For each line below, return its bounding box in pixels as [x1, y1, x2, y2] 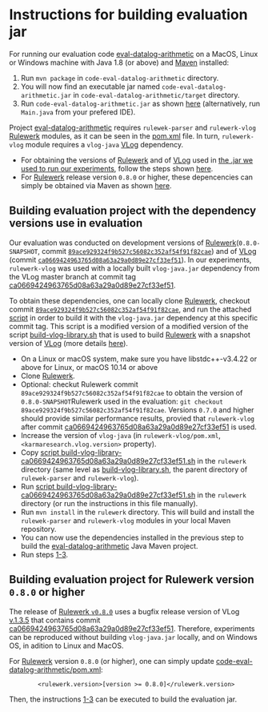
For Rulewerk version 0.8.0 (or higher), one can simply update [9, 656, 214, 666]
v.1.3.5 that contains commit [9, 615, 101, 625]
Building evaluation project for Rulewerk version [9, 573, 254, 586]
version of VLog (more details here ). [9, 338, 129, 348]
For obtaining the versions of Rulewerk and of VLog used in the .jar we [20, 155, 254, 165]
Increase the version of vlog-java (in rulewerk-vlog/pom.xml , [20, 430, 221, 440]
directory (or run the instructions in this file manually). [20, 498, 198, 508]
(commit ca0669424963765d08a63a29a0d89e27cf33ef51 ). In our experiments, [9, 255, 252, 264]
